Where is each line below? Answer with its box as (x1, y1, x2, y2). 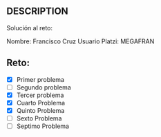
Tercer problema (16, 91, 64, 99)
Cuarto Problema (16, 98, 66, 107)
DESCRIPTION (6, 6, 68, 17)
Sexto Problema (16, 114, 62, 123)
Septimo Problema (16, 122, 70, 130)
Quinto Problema (16, 106, 65, 114)
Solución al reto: (6, 23, 53, 32)
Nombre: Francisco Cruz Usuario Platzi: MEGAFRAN (6, 37, 155, 45)
